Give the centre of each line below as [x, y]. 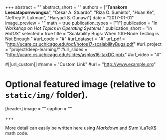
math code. [17, 133]
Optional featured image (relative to [81, 84]
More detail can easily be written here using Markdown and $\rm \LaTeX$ [81, 128]
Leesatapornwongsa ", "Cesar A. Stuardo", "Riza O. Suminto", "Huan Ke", [80, 12]
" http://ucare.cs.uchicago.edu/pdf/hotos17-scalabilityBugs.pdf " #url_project [83, 44]
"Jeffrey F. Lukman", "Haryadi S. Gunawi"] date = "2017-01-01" [70, 18]
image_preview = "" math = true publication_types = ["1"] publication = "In [82, 23]
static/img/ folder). [47, 95]
